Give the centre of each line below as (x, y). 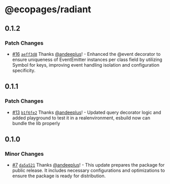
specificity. (24, 70)
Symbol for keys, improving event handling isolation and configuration (86, 65)
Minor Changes (24, 154)
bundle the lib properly (36, 123)
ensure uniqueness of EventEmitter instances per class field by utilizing (87, 59)
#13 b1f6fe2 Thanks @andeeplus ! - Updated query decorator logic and (87, 112)
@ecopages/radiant (48, 9)
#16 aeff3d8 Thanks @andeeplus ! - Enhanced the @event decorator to (86, 54)
